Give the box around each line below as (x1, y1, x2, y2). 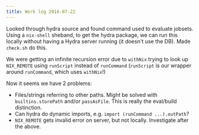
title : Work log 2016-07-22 (6, 8, 76, 15)
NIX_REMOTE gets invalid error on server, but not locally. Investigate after (14, 117, 189, 124)
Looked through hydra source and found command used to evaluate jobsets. (6, 25, 194, 32)
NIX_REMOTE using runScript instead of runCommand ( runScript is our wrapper (6, 62, 192, 69)
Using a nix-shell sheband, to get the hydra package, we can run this (6, 31, 178, 39)
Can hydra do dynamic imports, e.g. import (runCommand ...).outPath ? (14, 110, 189, 117)
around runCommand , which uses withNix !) (6, 68, 106, 75)
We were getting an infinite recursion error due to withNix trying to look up (6, 55, 189, 62)
